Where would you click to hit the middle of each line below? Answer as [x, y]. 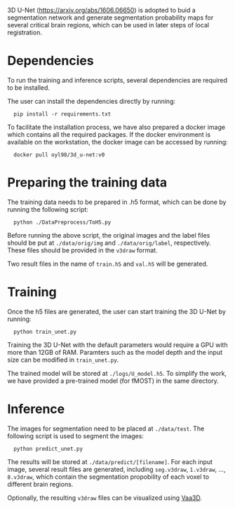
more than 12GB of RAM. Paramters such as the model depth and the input [115, 352]
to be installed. [29, 88]
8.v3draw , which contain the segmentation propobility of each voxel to [108, 477]
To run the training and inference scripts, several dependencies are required [117, 80]
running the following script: [48, 209]
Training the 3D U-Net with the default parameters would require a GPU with [117, 345]
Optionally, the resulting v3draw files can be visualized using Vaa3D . [105, 498]
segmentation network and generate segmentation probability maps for [110, 18]
